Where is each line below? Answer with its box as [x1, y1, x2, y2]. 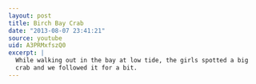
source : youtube [8, 34, 62, 42]
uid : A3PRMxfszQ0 [8, 42, 66, 50]
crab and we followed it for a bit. [15, 64, 138, 72]
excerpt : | [8, 49, 45, 57]
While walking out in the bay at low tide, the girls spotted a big [15, 57, 249, 65]
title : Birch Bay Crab [8, 19, 84, 27]
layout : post [8, 11, 52, 20]
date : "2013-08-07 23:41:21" [8, 26, 106, 34]
